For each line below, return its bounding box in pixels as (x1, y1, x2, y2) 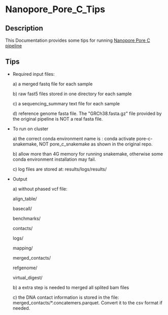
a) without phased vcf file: (12, 186, 68, 192)
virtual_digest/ (12, 274, 43, 280)
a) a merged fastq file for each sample (12, 80, 93, 87)
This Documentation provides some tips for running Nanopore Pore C (5, 37, 151, 43)
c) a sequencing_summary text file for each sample (12, 100, 120, 106)
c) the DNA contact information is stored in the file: (12, 294, 119, 300)
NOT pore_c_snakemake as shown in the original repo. (39, 141, 153, 147)
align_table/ (12, 195, 37, 202)
